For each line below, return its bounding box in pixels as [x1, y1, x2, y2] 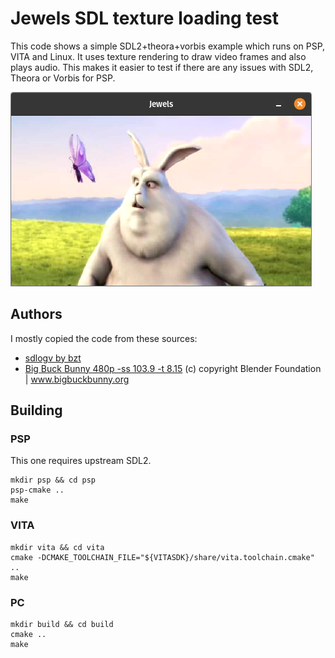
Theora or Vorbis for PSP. [10, 72, 116, 84]
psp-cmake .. [10, 485, 65, 496]
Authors [10, 306, 63, 323]
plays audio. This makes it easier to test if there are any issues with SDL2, [10, 61, 314, 73]
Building [10, 402, 63, 419]
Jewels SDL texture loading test [10, 7, 280, 30]
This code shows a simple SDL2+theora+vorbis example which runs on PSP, [10, 40, 326, 52]
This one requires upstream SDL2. [10, 455, 152, 467]
